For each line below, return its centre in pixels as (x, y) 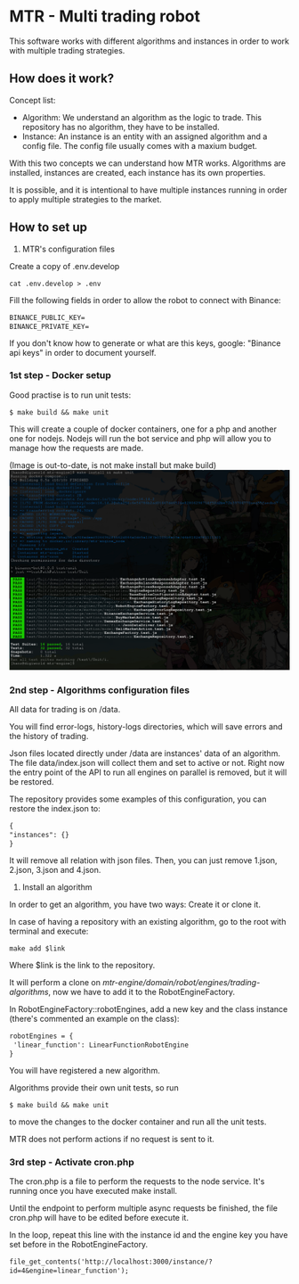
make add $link (37, 948)
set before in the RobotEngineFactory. (79, 1245)
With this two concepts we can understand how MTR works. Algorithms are (148, 163)
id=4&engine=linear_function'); (69, 1271)
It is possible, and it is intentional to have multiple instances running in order (148, 190)
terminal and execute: (49, 931)
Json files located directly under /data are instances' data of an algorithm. (145, 753)
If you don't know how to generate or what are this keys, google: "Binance (145, 343)
